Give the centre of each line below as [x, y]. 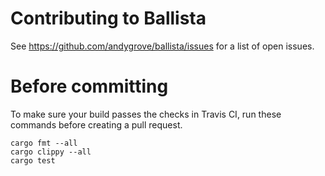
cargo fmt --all [44, 143]
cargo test [33, 160]
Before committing [89, 86]
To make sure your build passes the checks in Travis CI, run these [146, 114]
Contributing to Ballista [108, 18]
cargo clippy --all [51, 152]
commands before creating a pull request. [96, 124]
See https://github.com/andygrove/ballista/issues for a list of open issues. [162, 46]
